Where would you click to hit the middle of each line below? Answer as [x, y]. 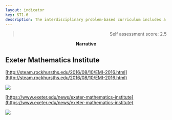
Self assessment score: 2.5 [138, 34]
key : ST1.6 [17, 15]
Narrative [86, 44]
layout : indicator [25, 10]
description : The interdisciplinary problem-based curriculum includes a [86, 19]
